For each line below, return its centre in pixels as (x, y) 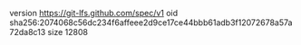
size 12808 (68, 32)
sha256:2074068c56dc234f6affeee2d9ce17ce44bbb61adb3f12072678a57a (151, 22)
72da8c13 (28, 32)
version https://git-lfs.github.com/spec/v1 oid (94, 13)
